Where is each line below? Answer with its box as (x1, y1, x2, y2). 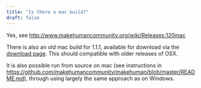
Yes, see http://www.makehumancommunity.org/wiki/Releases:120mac (6, 31, 186, 38)
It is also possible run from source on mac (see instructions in (6, 62, 162, 69)
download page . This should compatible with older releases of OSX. (6, 50, 178, 57)
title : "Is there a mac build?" (6, 9, 89, 15)
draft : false (6, 15, 40, 21)
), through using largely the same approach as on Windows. (23, 75, 175, 82)
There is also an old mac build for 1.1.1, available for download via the (6, 43, 180, 51)
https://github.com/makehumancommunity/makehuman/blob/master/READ (6, 68, 195, 75)
